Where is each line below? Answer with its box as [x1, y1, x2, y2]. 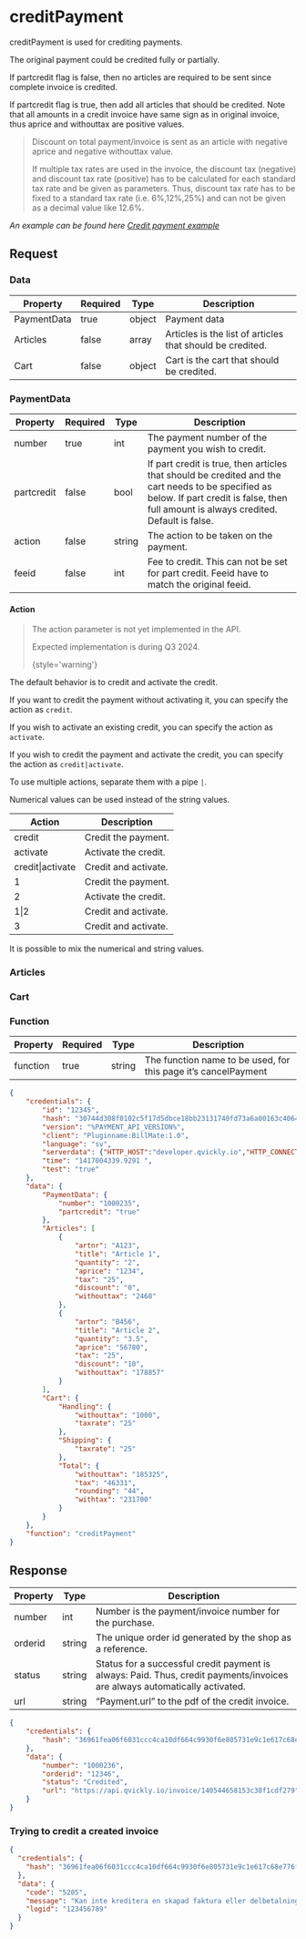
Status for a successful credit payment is [95, 1657, 270, 1670]
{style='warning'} [31, 659, 98, 671]
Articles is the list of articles [165, 327, 284, 340]
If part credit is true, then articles [147, 457, 288, 470]
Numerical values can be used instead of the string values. [9, 795, 230, 805]
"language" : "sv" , [42, 1139, 112, 1149]
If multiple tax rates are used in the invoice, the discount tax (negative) [31, 163, 297, 174]
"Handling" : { [57, 1401, 112, 1411]
